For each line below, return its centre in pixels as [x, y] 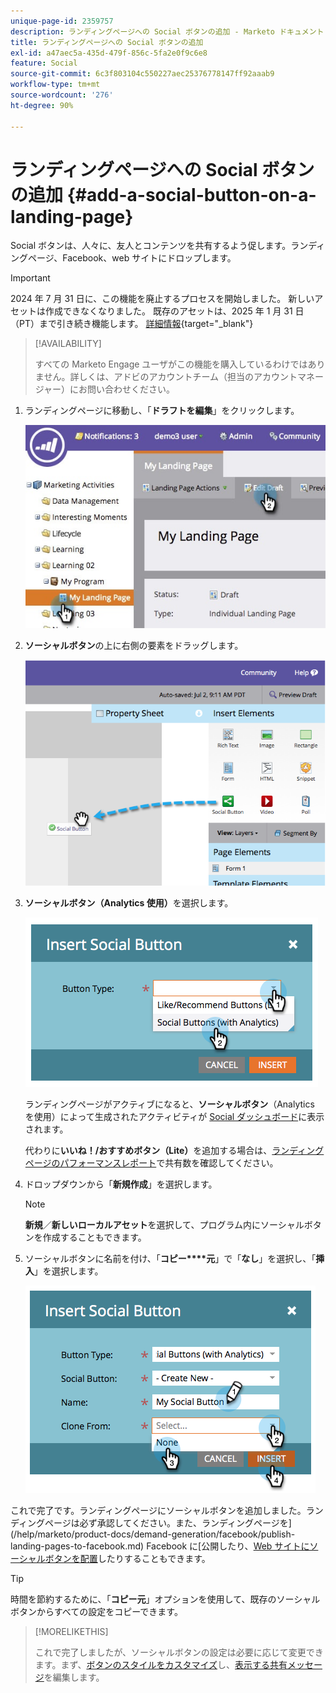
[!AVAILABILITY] [68, 344]
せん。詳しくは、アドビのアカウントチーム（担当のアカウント [170, 377]
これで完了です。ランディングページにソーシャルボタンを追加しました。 [158, 1510]
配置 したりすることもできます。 [145, 1558]
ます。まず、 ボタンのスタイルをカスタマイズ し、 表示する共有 [161, 1664]
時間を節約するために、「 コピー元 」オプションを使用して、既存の [143, 1599]
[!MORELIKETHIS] [71, 1631]
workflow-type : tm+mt [55, 85]
